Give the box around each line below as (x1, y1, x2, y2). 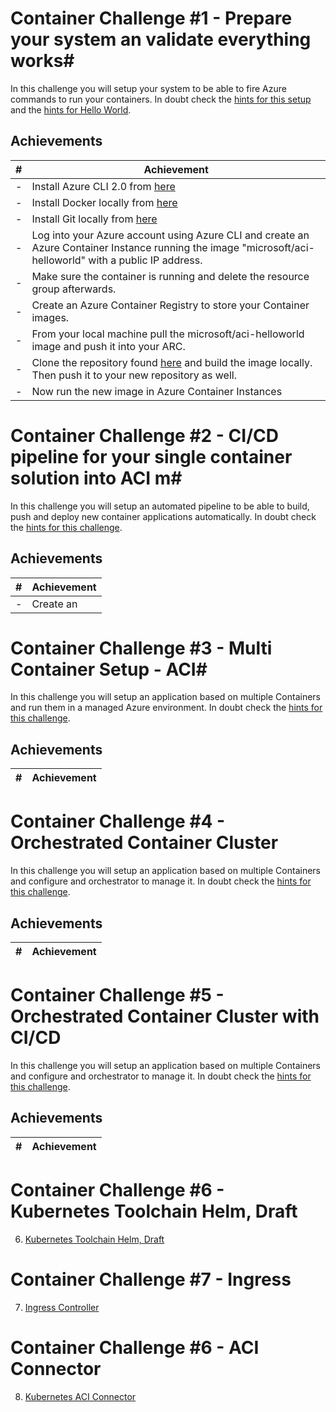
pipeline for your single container (10, 445, 293, 468)
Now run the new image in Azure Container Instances (31, 384, 283, 398)
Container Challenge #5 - (10, 984, 225, 1007)
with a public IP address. (88, 253, 203, 267)
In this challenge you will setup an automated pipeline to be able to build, (10, 500, 310, 512)
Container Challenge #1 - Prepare (10, 7, 293, 30)
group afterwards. (31, 282, 117, 296)
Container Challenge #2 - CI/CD (10, 424, 279, 447)
